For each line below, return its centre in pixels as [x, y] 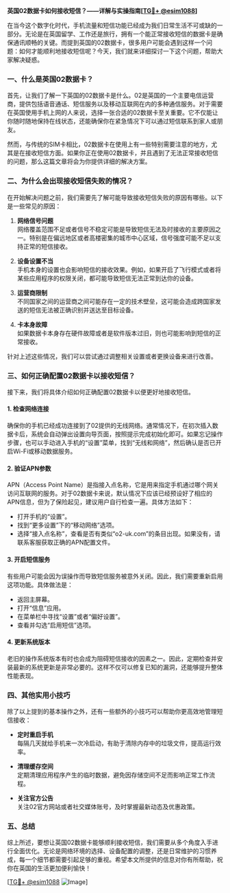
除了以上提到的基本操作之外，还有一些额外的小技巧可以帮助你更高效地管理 [112, 711]
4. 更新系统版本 [29, 642]
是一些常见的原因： [34, 206]
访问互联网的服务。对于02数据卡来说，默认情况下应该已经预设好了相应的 [110, 493]
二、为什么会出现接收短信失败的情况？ [70, 181]
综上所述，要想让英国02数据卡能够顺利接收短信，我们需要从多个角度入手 [110, 843]
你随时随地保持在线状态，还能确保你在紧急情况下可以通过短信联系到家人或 [112, 121]
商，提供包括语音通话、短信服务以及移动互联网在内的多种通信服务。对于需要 [115, 104]
